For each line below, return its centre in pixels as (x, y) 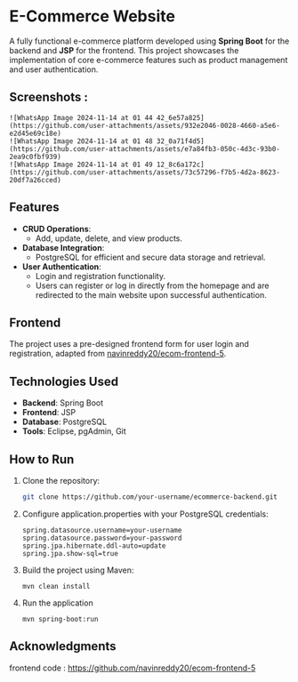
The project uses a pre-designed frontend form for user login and (129, 344)
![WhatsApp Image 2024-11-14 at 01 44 (81, 117)
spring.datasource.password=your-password (102, 538)
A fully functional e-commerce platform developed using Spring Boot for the (149, 41)
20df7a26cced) (36, 180)
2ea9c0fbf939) (36, 156)
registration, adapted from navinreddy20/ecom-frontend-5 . (118, 354)
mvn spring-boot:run (60, 619)
